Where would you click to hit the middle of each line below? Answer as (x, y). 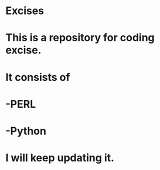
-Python (26, 131)
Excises (25, 11)
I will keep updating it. (60, 158)
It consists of (38, 77)
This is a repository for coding (80, 38)
